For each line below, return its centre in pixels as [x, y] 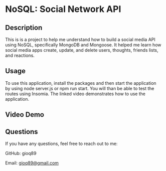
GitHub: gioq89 [21, 154]
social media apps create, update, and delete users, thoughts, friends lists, [82, 50]
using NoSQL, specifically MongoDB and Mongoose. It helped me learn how [83, 45]
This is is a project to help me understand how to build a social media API [80, 39]
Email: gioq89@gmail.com [32, 163]
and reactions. [20, 55]
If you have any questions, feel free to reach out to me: [62, 144]
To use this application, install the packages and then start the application [81, 83]
